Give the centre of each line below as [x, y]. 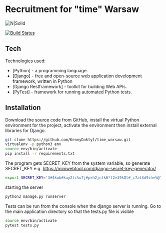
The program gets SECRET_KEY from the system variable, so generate [78, 163]
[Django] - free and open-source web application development [77, 76]
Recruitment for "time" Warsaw [72, 9]
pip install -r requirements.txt [40, 154]
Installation [23, 108]
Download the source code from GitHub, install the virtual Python [72, 120]
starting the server [24, 187]
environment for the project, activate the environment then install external [81, 125]
